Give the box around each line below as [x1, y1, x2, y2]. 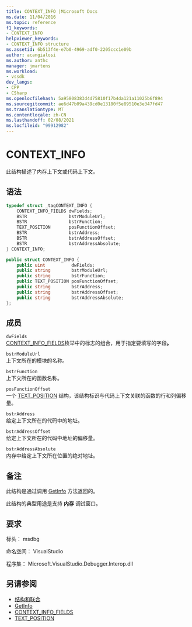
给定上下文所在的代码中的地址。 [6, 417, 83, 424]
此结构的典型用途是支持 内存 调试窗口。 [6, 500, 101, 507]
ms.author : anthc [6, 57, 48, 63]
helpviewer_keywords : [6, 36, 59, 42]
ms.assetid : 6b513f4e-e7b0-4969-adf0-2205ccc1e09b [6, 47, 132, 53]
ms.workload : [6, 68, 38, 74]
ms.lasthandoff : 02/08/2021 [6, 118, 75, 123]
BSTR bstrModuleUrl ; [16, 213, 106, 219]
